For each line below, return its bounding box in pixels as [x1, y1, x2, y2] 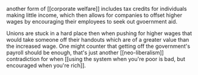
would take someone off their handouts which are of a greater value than [6, 36, 189, 43]
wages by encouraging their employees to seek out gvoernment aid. [6, 18, 178, 25]
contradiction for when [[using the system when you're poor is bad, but [6, 56, 186, 62]
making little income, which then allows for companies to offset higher [6, 11, 183, 19]
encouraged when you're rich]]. [6, 62, 87, 69]
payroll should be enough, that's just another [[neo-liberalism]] [6, 49, 164, 56]
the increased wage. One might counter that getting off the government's [6, 42, 191, 50]
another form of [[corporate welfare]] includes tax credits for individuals [6, 5, 187, 12]
